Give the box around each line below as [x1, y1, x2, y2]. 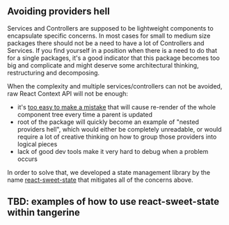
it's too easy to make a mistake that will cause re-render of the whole [17, 102, 216, 111]
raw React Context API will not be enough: [7, 89, 129, 98]
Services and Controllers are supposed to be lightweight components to [7, 24, 214, 32]
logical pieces [17, 139, 58, 148]
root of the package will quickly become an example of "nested [17, 118, 200, 126]
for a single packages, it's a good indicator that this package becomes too [7, 54, 221, 62]
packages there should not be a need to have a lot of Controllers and [7, 38, 205, 47]
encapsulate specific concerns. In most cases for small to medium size [7, 31, 211, 40]
